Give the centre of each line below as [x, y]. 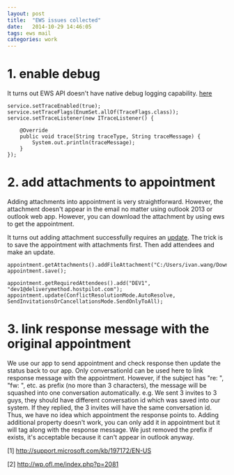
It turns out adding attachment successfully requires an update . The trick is [115, 237]
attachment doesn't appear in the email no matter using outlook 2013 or [110, 209]
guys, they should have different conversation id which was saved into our [114, 400]
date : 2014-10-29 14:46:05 [49, 26]
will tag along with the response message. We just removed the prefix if [110, 430]
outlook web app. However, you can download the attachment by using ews [116, 216]
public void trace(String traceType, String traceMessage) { [110, 137]
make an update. [31, 252]
